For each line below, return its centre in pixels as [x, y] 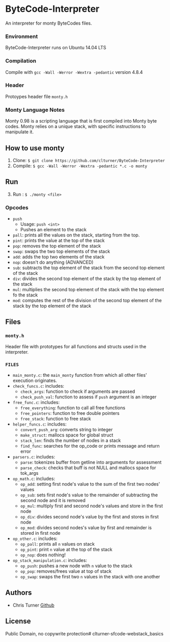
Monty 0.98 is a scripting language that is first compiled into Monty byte [81, 121]
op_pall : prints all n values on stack [57, 544]
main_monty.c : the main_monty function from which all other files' [80, 375]
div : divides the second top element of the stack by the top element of [87, 279]
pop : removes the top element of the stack [57, 246]
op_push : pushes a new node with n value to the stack [76, 566]
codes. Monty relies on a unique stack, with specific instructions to [76, 127]
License [18, 621]
